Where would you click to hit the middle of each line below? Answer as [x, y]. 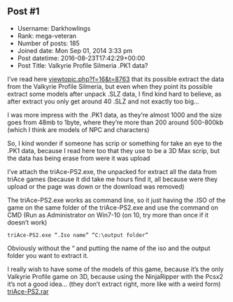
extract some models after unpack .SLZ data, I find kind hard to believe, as [114, 94]
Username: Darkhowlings [54, 28]
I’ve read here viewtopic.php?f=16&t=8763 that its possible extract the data [116, 79]
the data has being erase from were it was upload [79, 158]
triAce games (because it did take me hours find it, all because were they [113, 179]
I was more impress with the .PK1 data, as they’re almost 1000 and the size [115, 115]
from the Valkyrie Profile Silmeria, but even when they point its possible [110, 86]
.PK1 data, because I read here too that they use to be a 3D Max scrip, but [114, 150]
